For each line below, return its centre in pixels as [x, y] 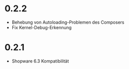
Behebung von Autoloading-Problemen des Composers [68, 22]
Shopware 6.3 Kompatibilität [40, 61]
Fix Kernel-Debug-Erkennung [42, 27]
